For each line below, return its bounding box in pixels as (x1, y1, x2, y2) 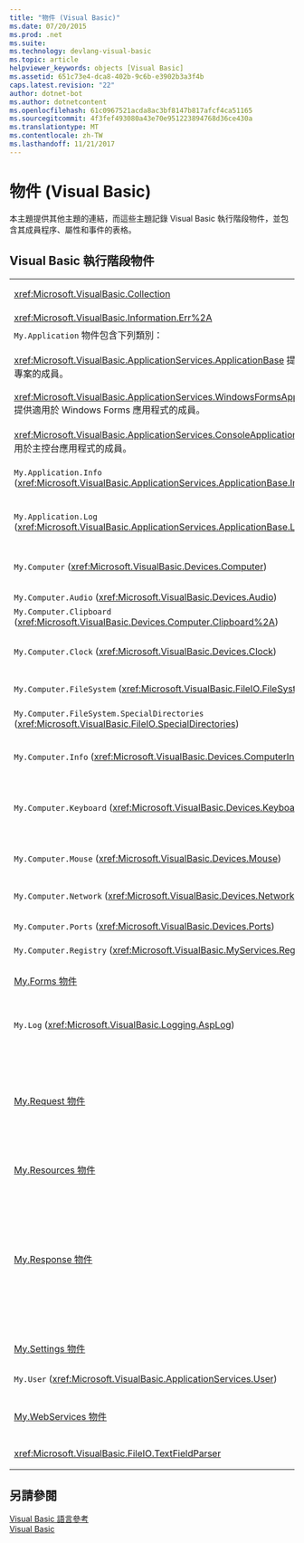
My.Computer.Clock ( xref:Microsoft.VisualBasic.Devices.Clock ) (14, 644, 278, 657)
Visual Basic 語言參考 (9, 1513, 89, 1525)
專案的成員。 (14, 367, 70, 380)
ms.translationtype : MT (9, 123, 100, 132)
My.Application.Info (14, 467, 102, 478)
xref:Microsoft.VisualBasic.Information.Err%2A (14, 311, 213, 324)
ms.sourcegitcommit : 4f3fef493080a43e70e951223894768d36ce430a (9, 114, 253, 123)
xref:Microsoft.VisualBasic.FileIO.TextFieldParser (14, 1447, 222, 1460)
